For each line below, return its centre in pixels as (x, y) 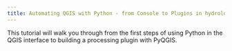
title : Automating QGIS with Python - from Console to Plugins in (105, 13)
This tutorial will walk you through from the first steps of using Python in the (115, 33)
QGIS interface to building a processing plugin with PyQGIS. (92, 40)
